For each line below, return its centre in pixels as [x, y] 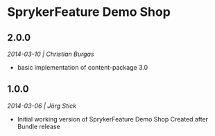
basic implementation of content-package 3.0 [83, 67]
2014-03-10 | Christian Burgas [51, 54]
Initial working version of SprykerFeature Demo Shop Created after [113, 119]
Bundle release [38, 126]
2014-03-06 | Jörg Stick [42, 106]
